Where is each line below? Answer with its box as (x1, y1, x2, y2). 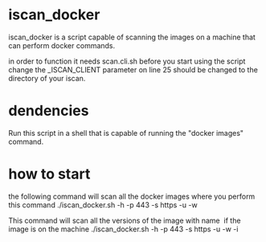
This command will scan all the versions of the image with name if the (8, 215, 241, 225)
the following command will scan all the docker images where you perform (8, 191, 256, 201)
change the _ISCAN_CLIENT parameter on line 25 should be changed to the (8, 64, 259, 74)
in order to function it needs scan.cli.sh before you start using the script (8, 56, 246, 66)
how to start (8, 165, 91, 183)
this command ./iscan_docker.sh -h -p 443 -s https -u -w (8, 199, 198, 210)
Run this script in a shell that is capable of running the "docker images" (8, 128, 243, 137)
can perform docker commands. (8, 40, 116, 50)
